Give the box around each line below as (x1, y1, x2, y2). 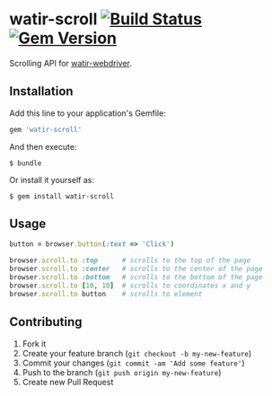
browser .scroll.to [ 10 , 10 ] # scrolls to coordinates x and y (9, 281, 251, 290)
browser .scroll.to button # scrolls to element (9, 289, 203, 298)
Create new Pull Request (22, 376, 114, 387)
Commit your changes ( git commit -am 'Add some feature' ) (22, 357, 245, 368)
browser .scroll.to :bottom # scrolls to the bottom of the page (9, 273, 263, 282)
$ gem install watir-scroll (9, 191, 115, 201)
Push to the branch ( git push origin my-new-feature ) (22, 366, 222, 377)
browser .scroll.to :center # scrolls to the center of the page (9, 265, 263, 274)
